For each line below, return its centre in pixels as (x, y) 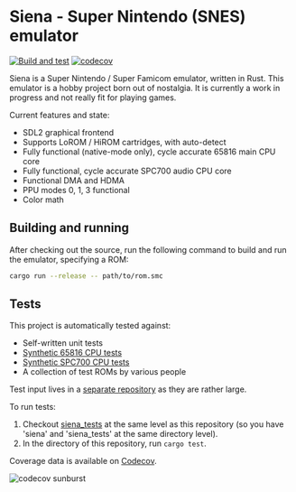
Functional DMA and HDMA (73, 180)
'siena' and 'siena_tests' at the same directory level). (120, 434)
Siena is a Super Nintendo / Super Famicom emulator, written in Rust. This (147, 78)
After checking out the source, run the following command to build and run (148, 249)
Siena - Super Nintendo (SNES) (128, 17)
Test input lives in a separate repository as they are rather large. (128, 389)
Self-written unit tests (63, 343)
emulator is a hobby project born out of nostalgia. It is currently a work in (145, 88)
